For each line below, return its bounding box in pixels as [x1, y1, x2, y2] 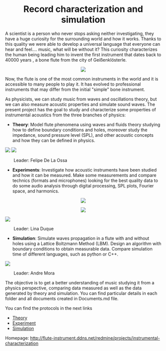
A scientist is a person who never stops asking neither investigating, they [5, 30, 155, 36]
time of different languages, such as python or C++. [12, 251, 118, 257]
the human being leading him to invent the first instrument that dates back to [5, 51, 162, 58]
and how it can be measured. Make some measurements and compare [12, 172, 157, 178]
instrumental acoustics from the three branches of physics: [5, 112, 126, 118]
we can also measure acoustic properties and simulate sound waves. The [5, 101, 155, 107]
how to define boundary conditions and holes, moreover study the [12, 127, 148, 133]
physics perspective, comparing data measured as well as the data [5, 285, 142, 291]
